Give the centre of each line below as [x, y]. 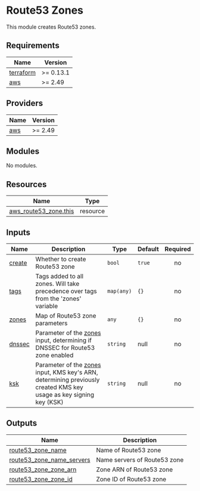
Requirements [33, 46]
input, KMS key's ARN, [67, 372]
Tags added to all [60, 276]
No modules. [22, 166]
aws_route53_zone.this [42, 211]
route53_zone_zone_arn [43, 470]
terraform [23, 72]
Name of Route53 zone [129, 450]
